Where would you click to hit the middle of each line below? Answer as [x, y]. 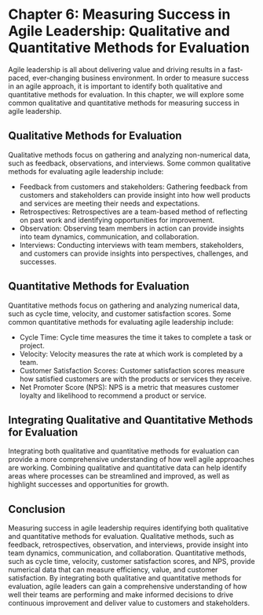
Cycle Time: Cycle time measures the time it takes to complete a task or [135, 337]
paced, [20, 78]
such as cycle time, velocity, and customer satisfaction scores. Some [120, 313]
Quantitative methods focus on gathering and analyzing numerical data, [124, 305]
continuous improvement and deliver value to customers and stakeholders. [129, 603]
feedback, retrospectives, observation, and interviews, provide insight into [128, 545]
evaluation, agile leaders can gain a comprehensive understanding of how [128, 587]
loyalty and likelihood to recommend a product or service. [113, 395]
